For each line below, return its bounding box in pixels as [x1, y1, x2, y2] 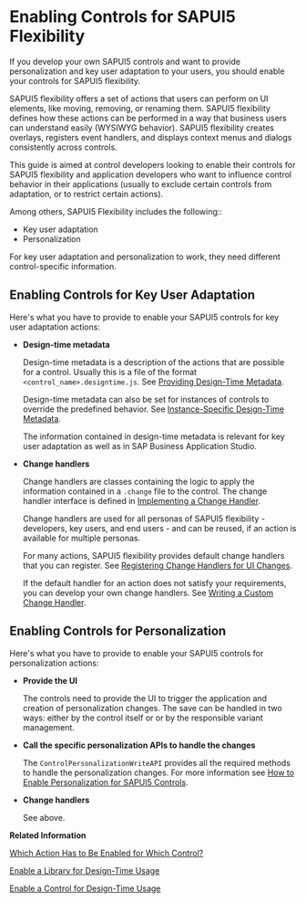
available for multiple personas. [22, 532, 141, 543]
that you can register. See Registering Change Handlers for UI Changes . [22, 560, 293, 571]
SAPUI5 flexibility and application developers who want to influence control [9, 169, 292, 180]
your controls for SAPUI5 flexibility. [9, 75, 141, 86]
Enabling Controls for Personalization [9, 624, 227, 639]
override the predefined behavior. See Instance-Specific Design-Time [22, 404, 285, 415]
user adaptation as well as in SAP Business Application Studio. [22, 440, 258, 451]
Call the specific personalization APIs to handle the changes [22, 740, 256, 751]
